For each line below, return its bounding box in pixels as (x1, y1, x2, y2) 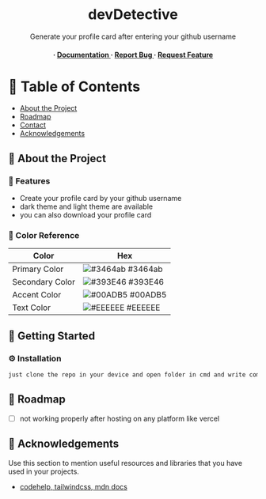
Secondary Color (12, 277, 75, 288)
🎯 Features (8, 176, 51, 187)
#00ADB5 (129, 289, 167, 301)
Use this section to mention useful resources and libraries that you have (8, 458, 243, 467)
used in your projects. (8, 467, 79, 476)
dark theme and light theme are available (19, 202, 153, 211)
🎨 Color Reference (8, 230, 80, 241)
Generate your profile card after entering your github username (30, 32, 236, 41)
